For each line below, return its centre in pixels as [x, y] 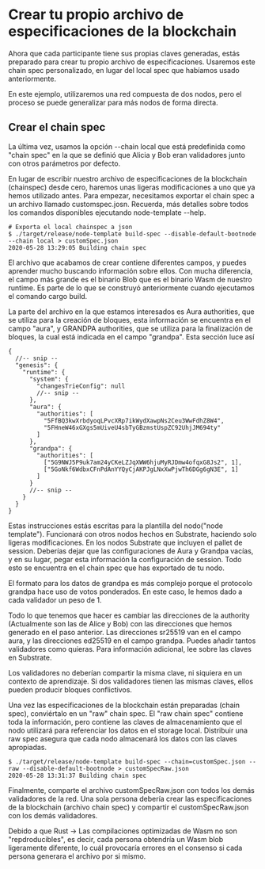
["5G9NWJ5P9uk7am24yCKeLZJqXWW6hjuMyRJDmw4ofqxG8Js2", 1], [143, 462]
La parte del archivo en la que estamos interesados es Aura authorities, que [131, 312]
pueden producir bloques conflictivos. [70, 689]
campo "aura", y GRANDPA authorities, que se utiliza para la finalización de [131, 328]
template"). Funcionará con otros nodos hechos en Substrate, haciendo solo [132, 534]
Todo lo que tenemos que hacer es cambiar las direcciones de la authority [129, 615]
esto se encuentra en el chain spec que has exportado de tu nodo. [117, 568]
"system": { [49, 379]
